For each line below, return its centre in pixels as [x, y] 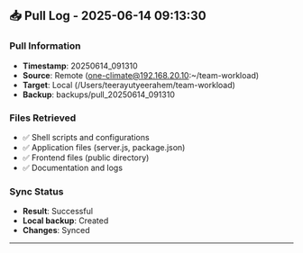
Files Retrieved [43, 118]
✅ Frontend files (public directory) [86, 158]
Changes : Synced [56, 230]
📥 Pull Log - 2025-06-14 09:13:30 [108, 16]
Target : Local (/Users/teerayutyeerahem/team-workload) [129, 85]
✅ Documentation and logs [73, 167]
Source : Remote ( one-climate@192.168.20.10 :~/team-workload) [141, 75]
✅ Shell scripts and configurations [86, 137]
